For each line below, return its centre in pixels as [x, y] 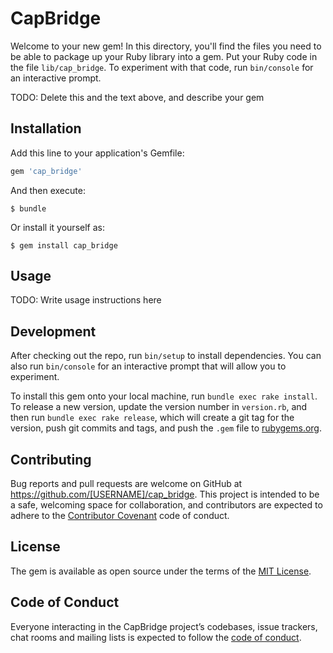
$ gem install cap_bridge [64, 245]
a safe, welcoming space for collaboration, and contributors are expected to [166, 505]
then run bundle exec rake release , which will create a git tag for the [152, 418]
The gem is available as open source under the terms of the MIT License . [161, 571]
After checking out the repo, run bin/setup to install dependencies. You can [166, 356]
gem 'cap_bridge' [46, 171]
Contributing [51, 459]
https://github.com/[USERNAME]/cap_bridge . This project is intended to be [165, 494]
